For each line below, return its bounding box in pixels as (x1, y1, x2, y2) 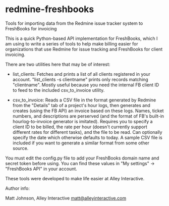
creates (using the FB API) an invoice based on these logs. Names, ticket (12, 108, 164, 114)
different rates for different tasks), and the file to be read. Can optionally (12, 129, 162, 135)
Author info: (5, 185, 30, 191)
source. (12, 145, 29, 151)
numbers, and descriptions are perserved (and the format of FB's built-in (12, 113, 164, 119)
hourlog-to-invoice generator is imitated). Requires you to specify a (12, 118, 153, 124)
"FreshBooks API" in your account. (5, 166, 77, 172)
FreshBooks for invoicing (5, 25, 57, 31)
